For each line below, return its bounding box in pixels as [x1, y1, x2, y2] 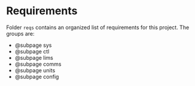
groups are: [6, 30, 35, 37]
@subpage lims [14, 54, 54, 61]
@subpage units [14, 66, 56, 74]
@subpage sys [14, 42, 52, 49]
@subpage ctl [14, 47, 50, 55]
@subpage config [14, 73, 59, 80]
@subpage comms [14, 60, 62, 68]
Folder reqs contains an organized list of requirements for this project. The [6, 24, 190, 31]
